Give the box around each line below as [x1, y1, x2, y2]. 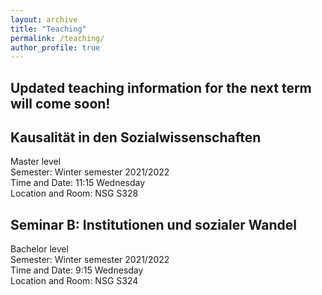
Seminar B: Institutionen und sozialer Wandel [10, 216, 298, 233]
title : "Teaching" [10, 24, 87, 34]
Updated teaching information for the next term [10, 79, 312, 96]
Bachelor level [10, 243, 69, 255]
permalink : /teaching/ [10, 33, 105, 43]
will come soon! [10, 95, 111, 112]
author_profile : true [10, 42, 101, 53]
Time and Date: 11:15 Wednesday [10, 177, 146, 189]
